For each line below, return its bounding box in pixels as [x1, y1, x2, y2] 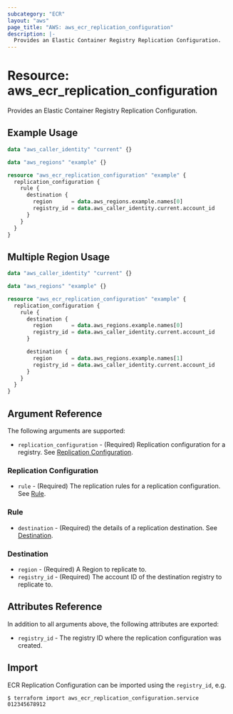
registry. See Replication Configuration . [17, 448, 133, 456]
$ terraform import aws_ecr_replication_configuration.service [7, 694, 200, 702]
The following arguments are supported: [7, 427, 126, 435]
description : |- [7, 30, 56, 38]
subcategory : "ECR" [7, 10, 66, 18]
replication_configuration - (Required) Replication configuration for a [17, 440, 226, 449]
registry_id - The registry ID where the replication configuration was [17, 633, 222, 642]
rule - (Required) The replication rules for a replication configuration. [17, 482, 221, 490]
